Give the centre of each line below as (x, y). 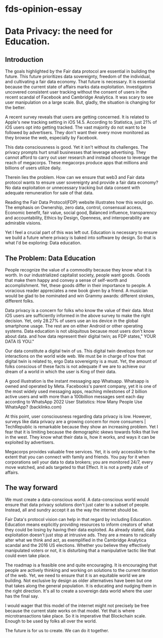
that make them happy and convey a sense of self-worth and (66, 280)
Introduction (24, 59)
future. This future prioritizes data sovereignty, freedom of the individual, (78, 77)
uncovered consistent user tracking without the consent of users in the (76, 92)
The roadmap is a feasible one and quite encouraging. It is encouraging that (81, 565)
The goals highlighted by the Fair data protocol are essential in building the (80, 71)
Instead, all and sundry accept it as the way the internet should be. (72, 510)
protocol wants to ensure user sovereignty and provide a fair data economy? (82, 183)
